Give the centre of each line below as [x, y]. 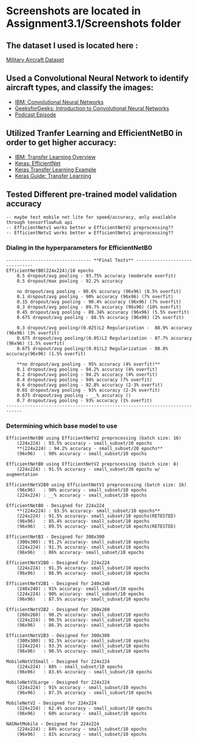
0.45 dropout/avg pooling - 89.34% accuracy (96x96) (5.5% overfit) [103, 312]
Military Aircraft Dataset [35, 60]
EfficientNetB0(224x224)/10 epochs [50, 271]
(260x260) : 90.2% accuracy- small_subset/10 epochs [83, 615]
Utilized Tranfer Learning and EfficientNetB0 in [94, 133]
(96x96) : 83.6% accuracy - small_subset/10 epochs [84, 672]
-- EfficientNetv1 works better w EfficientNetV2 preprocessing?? [90, 228]
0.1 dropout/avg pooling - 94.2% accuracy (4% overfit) [87, 369]
